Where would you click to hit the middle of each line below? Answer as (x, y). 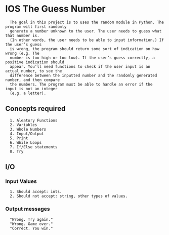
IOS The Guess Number (56, 9)
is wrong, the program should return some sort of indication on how (85, 49)
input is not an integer (31, 89)
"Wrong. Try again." (31, 219)
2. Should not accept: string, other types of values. (69, 196)
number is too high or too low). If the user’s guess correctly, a (82, 58)
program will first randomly (36, 27)
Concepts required (35, 109)
